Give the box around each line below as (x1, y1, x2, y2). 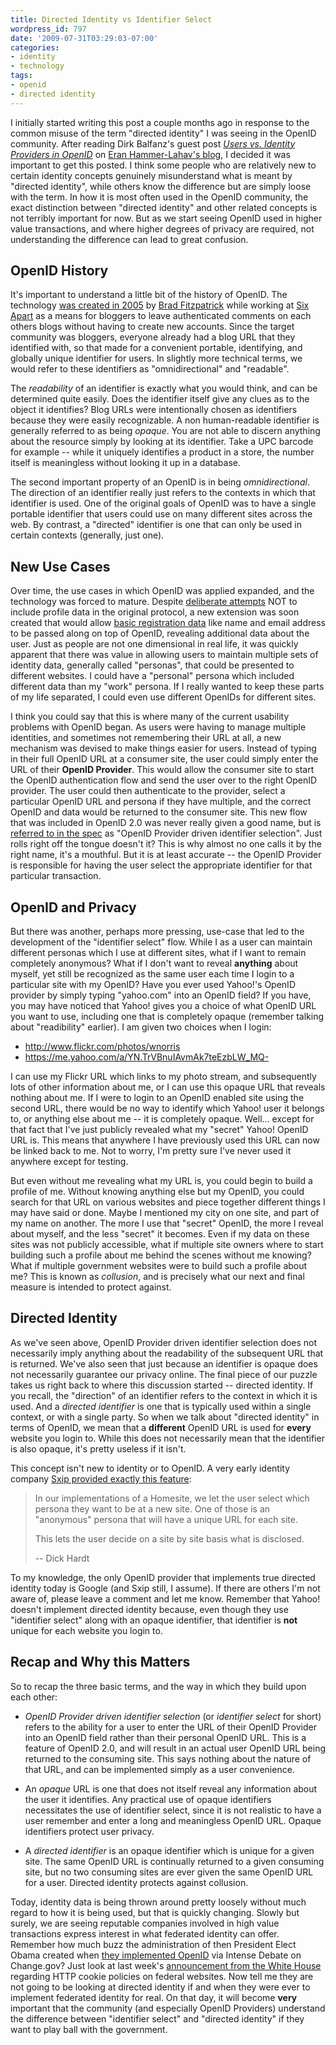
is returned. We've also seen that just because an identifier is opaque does (10, 1357, 318, 1370)
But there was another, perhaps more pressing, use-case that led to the (10, 926, 305, 938)
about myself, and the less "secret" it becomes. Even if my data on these (10, 1228, 310, 1240)
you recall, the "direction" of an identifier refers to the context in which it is (10, 1389, 318, 1401)
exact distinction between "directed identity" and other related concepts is (10, 201, 318, 213)
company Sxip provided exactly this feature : (10, 1472, 192, 1485)
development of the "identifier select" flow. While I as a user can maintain (10, 936, 313, 948)
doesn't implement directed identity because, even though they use (10, 1603, 289, 1615)
